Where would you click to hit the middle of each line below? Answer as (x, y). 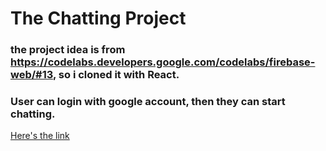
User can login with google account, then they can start (148, 102)
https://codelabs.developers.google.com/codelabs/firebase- (163, 62)
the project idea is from (68, 50)
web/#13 (31, 75)
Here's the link (40, 136)
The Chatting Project (98, 18)
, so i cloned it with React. (116, 75)
